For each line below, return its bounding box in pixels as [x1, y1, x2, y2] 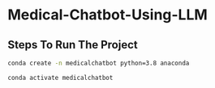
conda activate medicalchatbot [7, 73, 114, 82]
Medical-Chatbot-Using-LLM [7, 6, 208, 24]
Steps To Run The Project [7, 38, 139, 52]
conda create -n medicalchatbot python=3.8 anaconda [7, 59, 190, 67]
